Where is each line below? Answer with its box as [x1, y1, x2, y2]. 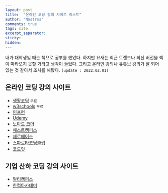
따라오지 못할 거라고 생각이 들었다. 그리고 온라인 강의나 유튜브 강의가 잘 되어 [10, 61, 159, 67]
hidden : [5, 40, 22, 45]
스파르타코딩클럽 [12, 139, 45, 146]
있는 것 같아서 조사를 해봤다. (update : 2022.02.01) [5, 67, 109, 73]
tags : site [5, 26, 28, 31]
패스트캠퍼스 [12, 127, 38, 133]
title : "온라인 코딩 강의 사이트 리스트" [5, 12, 82, 17]
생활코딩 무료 [12, 98, 38, 104]
